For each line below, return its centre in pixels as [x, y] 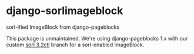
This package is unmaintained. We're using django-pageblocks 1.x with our [97, 38]
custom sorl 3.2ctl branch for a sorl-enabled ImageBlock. [75, 45]
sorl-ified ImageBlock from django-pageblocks [63, 27]
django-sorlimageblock [65, 11]
